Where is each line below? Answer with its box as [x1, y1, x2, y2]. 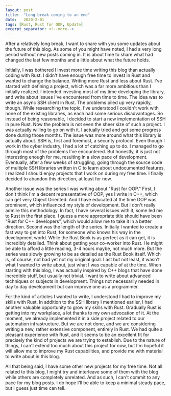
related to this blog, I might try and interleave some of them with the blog [5, 369, 159, 375]
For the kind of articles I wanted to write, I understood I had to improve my [5, 294, 161, 300]
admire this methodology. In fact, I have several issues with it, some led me [5, 207, 163, 214]
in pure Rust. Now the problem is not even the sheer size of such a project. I [5, 121, 165, 128]
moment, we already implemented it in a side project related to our [5, 316, 145, 322]
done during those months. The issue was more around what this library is [5, 132, 162, 138]
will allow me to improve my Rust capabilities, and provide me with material [5, 348, 163, 354]
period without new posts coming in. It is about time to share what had [5, 52, 153, 58]
